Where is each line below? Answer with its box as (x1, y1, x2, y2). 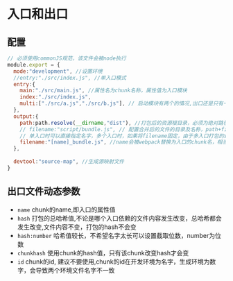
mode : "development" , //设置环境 (13, 67, 103, 75)
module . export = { (7, 61, 60, 68)
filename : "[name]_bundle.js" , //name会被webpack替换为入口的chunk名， (19, 139, 218, 146)
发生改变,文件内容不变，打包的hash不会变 (17, 223, 137, 231)
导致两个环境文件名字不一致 (35, 266, 115, 274)
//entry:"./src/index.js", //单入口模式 (13, 74, 127, 81)
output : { (13, 112, 39, 120)
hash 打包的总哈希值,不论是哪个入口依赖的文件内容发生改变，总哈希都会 (17, 214, 222, 222)
